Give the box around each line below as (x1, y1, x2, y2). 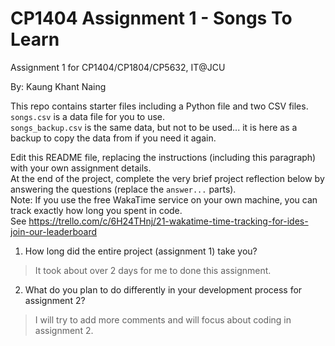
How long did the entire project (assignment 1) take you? (24, 245, 258, 257)
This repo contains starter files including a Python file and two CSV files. (10, 100, 309, 112)
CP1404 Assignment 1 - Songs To (10, 7, 293, 30)
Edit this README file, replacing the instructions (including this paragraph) (10, 151, 317, 163)
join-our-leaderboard (10, 225, 98, 237)
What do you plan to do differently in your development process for (24, 283, 303, 296)
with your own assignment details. (10, 162, 152, 174)
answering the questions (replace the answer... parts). (10, 183, 237, 195)
